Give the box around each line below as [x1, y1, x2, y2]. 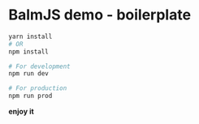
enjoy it [8, 107, 34, 117]
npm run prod [8, 92, 53, 100]
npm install [8, 47, 49, 56]
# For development [8, 62, 71, 71]
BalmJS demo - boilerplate [8, 6, 192, 24]
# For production [8, 84, 67, 92]
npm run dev [8, 70, 49, 78]
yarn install [8, 32, 53, 41]
